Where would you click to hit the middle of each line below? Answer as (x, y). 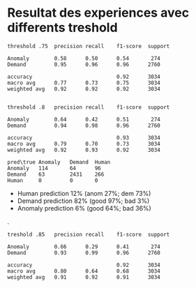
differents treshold (62, 28)
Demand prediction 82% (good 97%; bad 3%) (83, 201)
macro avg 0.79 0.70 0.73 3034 (84, 144)
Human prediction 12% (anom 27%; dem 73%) (84, 193)
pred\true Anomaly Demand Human (59, 162)
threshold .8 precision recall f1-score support (89, 107)
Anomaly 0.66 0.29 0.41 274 (84, 247)
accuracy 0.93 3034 (84, 137)
